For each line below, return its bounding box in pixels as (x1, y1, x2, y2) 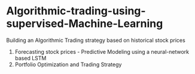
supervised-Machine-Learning (6, 17, 163, 30)
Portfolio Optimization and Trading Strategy (14, 61, 122, 68)
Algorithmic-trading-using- (6, 4, 146, 18)
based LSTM (14, 54, 47, 61)
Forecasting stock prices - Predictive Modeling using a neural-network (14, 48, 190, 55)
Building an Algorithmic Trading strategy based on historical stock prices (6, 36, 185, 44)
